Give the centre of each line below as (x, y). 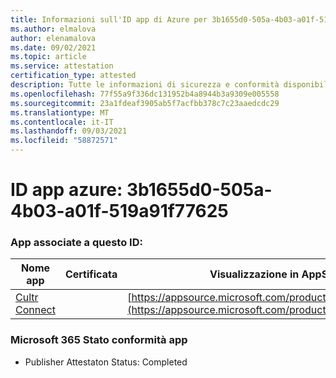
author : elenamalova (53, 38)
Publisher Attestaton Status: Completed (106, 362)
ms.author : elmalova (53, 29)
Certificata (91, 274)
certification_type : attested (73, 76)
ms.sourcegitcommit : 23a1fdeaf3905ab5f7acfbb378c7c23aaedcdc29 (145, 103)
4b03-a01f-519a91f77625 (119, 211)
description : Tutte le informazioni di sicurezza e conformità (145, 85)
